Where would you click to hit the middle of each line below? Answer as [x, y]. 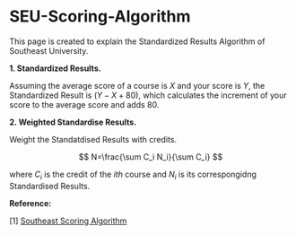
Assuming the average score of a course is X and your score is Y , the [137, 85]
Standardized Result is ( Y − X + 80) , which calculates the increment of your [148, 95]
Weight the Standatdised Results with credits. [93, 139]
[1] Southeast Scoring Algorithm [68, 221]
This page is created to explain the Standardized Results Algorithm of [137, 41]
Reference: [30, 203]
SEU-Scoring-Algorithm [100, 17]
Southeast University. [49, 50]
